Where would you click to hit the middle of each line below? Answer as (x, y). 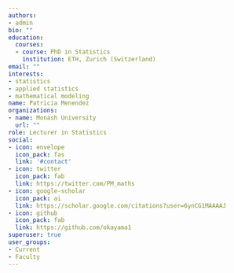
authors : (22, 15)
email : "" (24, 67)
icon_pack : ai (38, 198)
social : (21, 140)
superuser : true (35, 235)
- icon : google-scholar (47, 191)
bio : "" (21, 30)
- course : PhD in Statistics (63, 52)
